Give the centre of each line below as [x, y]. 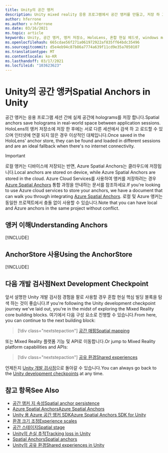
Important [15, 156]
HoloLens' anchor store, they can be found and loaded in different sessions [83, 141]
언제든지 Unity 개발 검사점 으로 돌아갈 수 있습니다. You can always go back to [81, 367]
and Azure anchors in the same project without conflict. [62, 208]
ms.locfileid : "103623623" [33, 65]
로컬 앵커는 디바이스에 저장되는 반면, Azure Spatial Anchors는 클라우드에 [77, 166]
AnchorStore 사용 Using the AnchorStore [69, 255]
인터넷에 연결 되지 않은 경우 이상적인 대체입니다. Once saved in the [79, 135]
